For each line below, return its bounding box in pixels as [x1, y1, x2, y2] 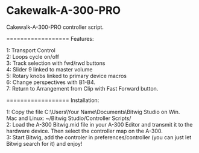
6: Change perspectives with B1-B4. [6, 79, 95, 86]
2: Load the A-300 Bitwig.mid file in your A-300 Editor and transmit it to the [6, 121, 193, 128]
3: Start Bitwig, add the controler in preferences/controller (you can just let [6, 133, 192, 141]
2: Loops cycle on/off [6, 53, 59, 60]
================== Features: [6, 35, 95, 42]
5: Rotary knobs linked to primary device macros [6, 72, 127, 79]
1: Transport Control [6, 46, 55, 54]
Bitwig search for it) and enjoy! [6, 140, 83, 147]
